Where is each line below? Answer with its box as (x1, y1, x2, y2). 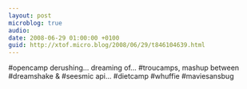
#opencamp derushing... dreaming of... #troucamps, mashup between (8, 63, 240, 72)
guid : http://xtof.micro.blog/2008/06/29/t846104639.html (8, 41, 205, 49)
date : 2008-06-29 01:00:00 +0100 (8, 33, 120, 42)
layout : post (8, 11, 52, 20)
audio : (8, 26, 30, 34)
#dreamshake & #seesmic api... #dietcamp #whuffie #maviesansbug (8, 72, 234, 81)
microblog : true (8, 19, 62, 27)
